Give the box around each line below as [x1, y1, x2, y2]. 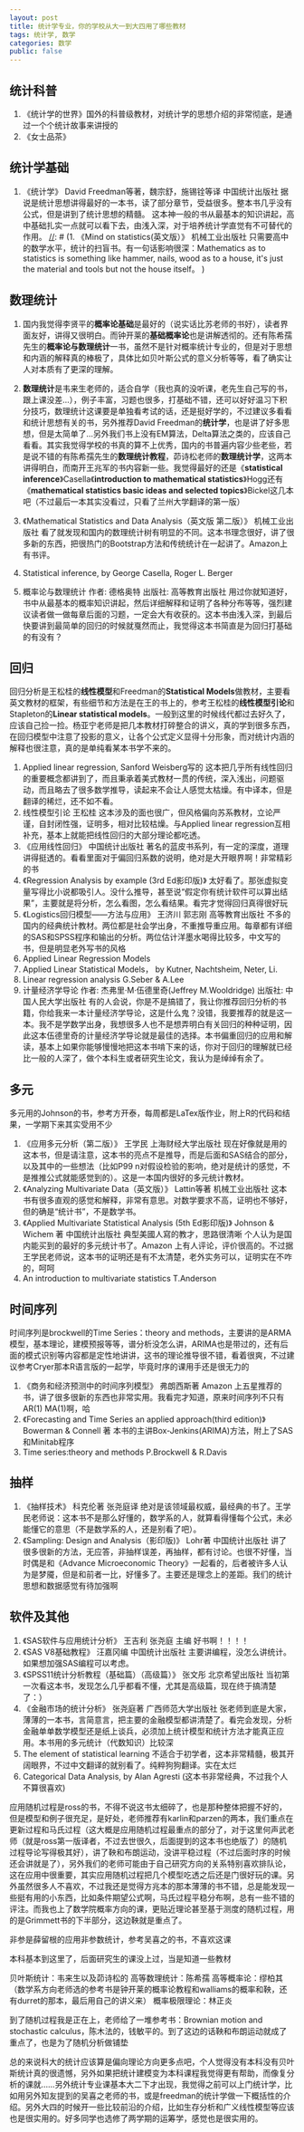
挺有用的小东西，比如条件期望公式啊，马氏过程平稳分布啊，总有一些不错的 [16, 1892, 295, 1903]
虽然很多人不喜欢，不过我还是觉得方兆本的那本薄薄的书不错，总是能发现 [16, 1880, 287, 1891]
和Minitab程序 [22, 1436, 75, 1447]
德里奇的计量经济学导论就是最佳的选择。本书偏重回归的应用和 [53, 1030, 285, 1042]
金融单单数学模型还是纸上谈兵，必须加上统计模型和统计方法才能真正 [22, 1725, 277, 1736]
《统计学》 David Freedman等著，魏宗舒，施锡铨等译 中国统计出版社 [22, 186, 279, 197]
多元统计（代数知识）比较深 [70, 1736, 174, 1748]
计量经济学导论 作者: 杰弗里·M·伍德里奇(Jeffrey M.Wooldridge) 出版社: [22, 984, 283, 996]
